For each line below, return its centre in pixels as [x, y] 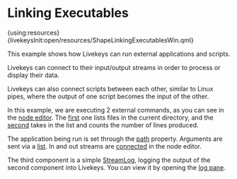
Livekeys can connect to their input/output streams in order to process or [114, 67]
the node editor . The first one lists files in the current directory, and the [110, 117]
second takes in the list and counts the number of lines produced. [103, 125]
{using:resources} [34, 33]
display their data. [34, 75]
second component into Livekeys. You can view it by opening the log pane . [117, 167]
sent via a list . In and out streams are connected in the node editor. [105, 146]
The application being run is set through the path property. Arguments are [115, 139]
